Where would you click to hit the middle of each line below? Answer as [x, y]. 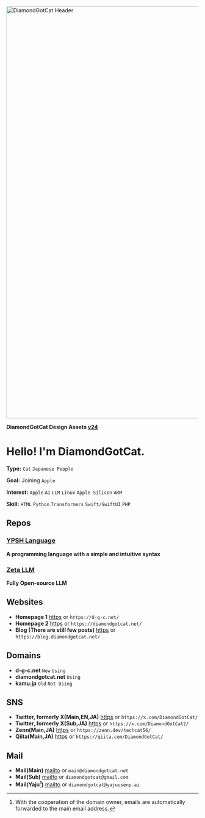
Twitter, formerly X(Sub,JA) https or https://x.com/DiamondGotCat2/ [102, 723]
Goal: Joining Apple [31, 480]
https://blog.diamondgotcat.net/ [58, 637]
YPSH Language [31, 541]
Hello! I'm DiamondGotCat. [76, 452]
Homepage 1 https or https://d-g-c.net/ [67, 617]
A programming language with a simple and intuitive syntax [83, 554]
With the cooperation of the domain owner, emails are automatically [100, 802]
